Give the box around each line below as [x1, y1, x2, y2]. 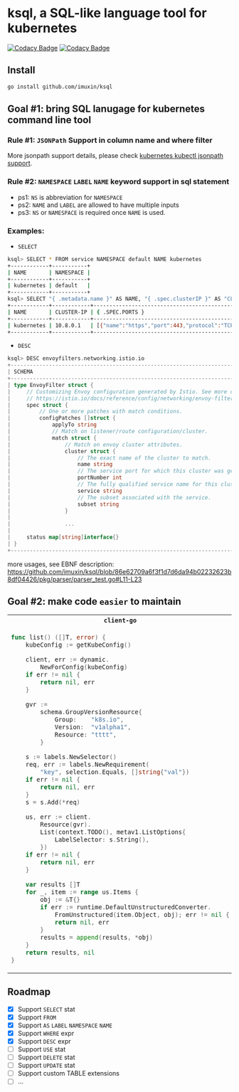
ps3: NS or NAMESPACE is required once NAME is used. [17, 208, 166, 216]
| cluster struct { [7, 447, 116, 455]
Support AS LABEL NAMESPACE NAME [17, 1021, 112, 1029]
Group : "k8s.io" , [54, 716, 124, 723]
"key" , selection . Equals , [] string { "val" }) [40, 768, 190, 776]
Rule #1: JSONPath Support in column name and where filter [7, 135, 213, 145]
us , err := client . [25, 813, 92, 821]
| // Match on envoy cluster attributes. [7, 441, 183, 448]
